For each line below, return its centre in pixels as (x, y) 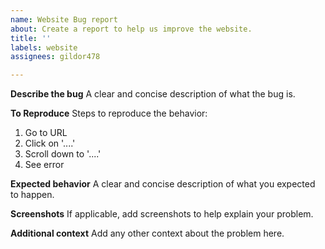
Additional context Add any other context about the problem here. (147, 233)
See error (44, 165)
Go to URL (46, 133)
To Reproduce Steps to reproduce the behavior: (109, 113)
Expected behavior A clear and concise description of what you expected (163, 184)
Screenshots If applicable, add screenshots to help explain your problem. (162, 214)
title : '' (31, 38)
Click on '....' (50, 143)
